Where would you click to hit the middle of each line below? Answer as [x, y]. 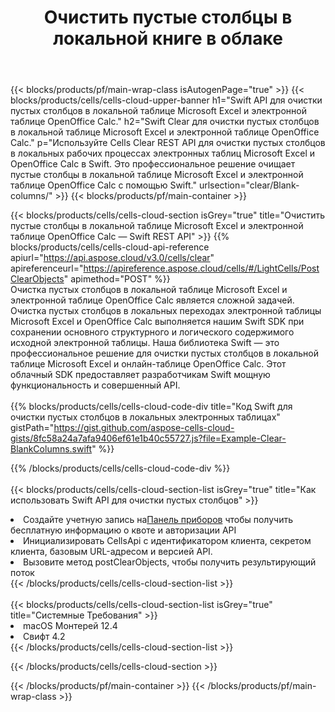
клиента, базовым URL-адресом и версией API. [111, 552]
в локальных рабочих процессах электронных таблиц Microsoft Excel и [163, 153]
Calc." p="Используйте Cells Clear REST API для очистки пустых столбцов [168, 143]
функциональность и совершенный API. [95, 385]
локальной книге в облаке [168, 38]
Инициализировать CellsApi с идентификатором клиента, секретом [167, 541]
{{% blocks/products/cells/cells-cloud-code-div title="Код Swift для [151, 407]
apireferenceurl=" [47, 268]
